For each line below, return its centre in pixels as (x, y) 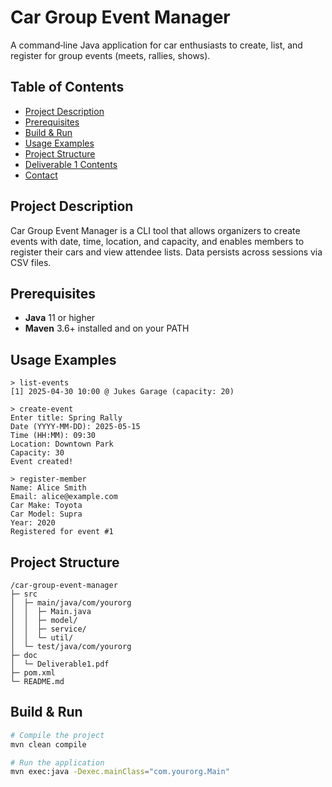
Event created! (42, 462)
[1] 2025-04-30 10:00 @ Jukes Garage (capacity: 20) (122, 392)
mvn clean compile (48, 744)
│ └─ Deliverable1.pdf (60, 664)
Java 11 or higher (60, 318)
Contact (41, 175)
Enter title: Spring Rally (66, 418)
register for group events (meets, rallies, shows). (110, 55)
